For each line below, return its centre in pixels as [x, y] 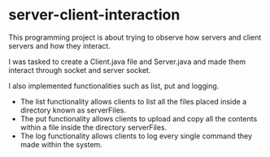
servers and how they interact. [60, 45]
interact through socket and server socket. [80, 70]
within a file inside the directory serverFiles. [94, 127]
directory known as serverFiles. [73, 110]
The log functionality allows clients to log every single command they [136, 136]
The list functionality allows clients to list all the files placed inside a [133, 101]
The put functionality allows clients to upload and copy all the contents [139, 118]
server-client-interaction [94, 15]
